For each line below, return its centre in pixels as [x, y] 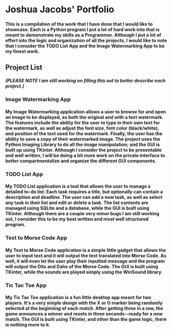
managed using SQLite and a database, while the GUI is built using [78, 208]
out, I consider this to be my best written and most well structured [77, 219]
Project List [24, 68]
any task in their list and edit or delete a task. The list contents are [77, 203]
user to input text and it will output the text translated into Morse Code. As [86, 255]
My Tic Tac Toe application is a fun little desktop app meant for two [78, 298]
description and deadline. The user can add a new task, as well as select [84, 197]
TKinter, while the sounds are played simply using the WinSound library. [84, 272]
